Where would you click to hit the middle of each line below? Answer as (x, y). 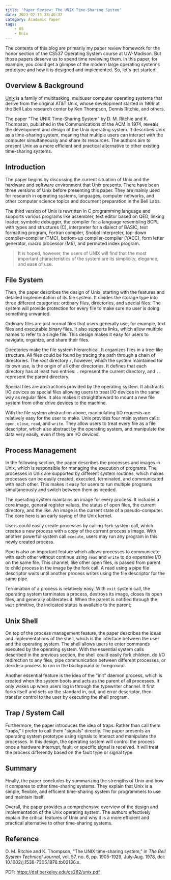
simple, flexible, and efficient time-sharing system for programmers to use (83, 791)
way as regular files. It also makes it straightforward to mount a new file (80, 398)
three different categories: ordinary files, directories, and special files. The (83, 303)
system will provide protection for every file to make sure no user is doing (82, 308)
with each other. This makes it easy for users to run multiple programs (79, 485)
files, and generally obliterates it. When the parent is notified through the (81, 600)
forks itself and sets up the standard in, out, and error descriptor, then (78, 692)
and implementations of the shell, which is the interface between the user (82, 639)
